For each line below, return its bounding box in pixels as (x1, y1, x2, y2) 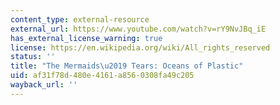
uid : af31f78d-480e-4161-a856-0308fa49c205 (10, 71, 195, 81)
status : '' (10, 52, 56, 62)
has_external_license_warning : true (10, 33, 163, 43)
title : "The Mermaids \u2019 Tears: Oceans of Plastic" (10, 61, 244, 71)
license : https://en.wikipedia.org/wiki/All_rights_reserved (10, 42, 271, 53)
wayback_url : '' (10, 80, 78, 90)
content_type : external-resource (10, 14, 150, 25)
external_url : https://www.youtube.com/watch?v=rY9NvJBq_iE (10, 24, 267, 34)
